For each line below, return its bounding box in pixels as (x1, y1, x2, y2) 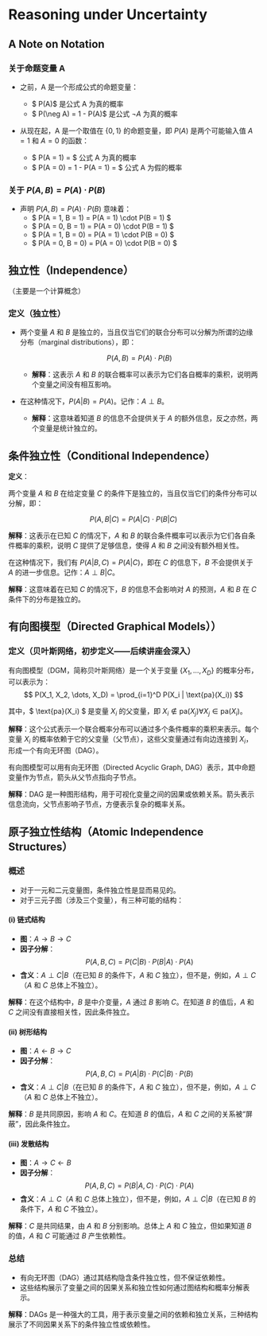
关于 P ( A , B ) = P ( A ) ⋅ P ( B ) (8, 185, 106, 196)
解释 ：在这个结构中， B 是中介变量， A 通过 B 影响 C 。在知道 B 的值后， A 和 (8, 997, 254, 1007)
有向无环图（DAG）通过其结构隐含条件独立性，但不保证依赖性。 (19, 1272, 230, 1282)
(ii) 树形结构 (8, 1026, 48, 1036)
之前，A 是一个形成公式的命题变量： (19, 82, 139, 92)
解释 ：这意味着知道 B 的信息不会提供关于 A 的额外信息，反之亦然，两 (31, 414, 258, 423)
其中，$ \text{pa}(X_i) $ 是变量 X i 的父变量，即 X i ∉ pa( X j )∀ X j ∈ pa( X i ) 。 (8, 706, 248, 718)
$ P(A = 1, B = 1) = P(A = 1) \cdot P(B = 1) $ (31, 213, 172, 223)
